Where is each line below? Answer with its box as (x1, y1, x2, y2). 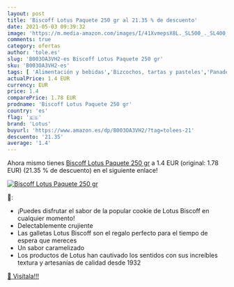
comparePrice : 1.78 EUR (7, 95, 77, 102)
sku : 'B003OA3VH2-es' (7, 62, 70, 69)
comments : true (7, 36, 52, 43)
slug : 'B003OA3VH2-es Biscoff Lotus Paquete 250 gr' (7, 56, 164, 63)
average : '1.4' (7, 140, 52, 147)
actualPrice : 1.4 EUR (7, 75, 70, 82)
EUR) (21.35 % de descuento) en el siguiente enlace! (7, 166, 158, 175)
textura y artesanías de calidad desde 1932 (17, 258, 141, 267)
